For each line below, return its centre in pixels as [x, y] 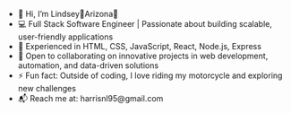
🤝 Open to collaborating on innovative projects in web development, [143, 56]
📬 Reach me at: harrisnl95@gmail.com [90, 98]
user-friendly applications [65, 37]
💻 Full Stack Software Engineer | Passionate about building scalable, [145, 24]
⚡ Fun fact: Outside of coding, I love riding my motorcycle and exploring [150, 75]
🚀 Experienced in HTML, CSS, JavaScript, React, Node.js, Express [140, 46]
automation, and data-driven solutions [88, 65]
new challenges [47, 88]
